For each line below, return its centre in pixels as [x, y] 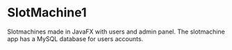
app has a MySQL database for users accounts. [75, 38]
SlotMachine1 [47, 13]
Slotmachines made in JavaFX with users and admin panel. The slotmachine [116, 32]
